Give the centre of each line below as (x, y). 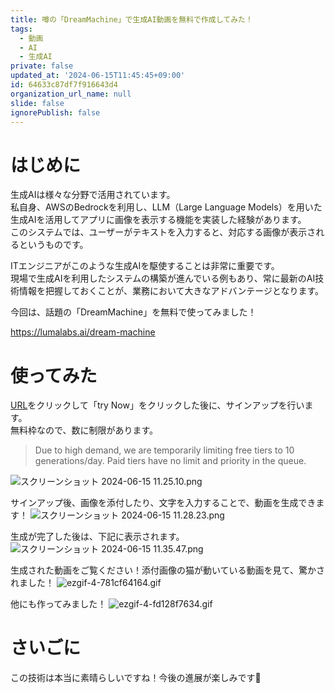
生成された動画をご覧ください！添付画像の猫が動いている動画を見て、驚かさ (167, 570)
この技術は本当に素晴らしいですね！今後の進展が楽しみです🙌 (136, 678)
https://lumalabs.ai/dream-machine (83, 332)
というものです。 (53, 245)
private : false (42, 66)
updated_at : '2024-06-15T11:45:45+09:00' (98, 76)
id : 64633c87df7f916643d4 (64, 85)
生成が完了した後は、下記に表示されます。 (97, 537)
